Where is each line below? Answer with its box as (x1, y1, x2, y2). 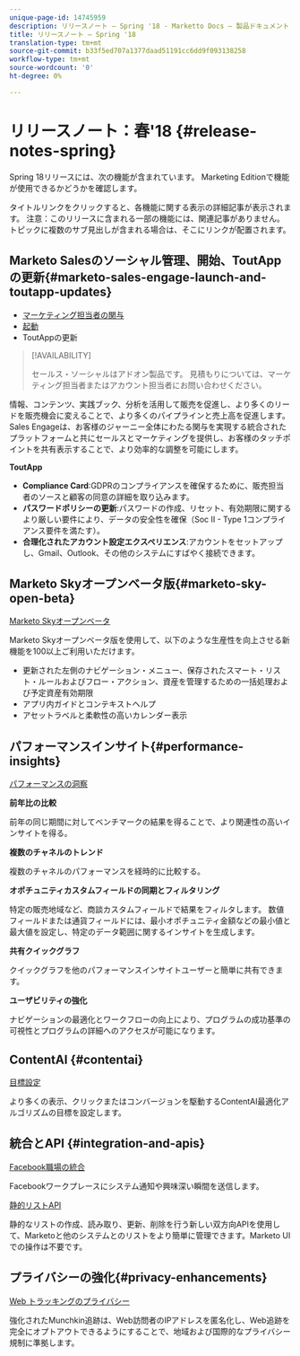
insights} (9, 753, 61, 769)
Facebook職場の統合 (9, 1161, 85, 1172)
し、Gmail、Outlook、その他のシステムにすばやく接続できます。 (21, 547, 260, 558)
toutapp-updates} (9, 285, 113, 300)
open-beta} (9, 590, 76, 606)
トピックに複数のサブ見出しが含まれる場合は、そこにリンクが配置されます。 (9, 224, 291, 234)
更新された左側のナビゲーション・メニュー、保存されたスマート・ (21, 665, 266, 676)
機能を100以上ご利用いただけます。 (9, 646, 140, 656)
